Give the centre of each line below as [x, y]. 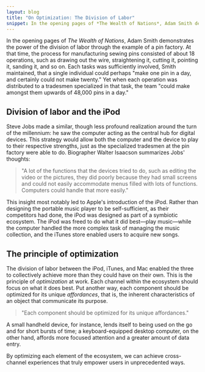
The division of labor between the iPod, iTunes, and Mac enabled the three [100, 268]
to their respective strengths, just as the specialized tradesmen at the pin [98, 146]
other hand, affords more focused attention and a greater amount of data [98, 337]
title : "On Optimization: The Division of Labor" [71, 18]
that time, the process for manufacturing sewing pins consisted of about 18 [101, 54]
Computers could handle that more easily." [75, 191]
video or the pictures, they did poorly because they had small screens [109, 177]
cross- [173, 356]
